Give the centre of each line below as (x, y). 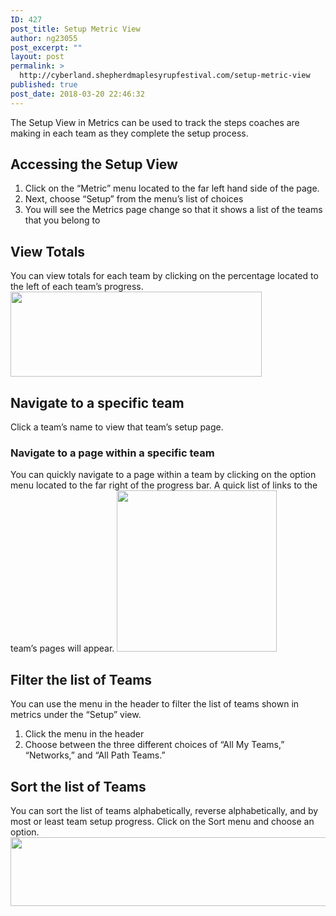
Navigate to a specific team (97, 402)
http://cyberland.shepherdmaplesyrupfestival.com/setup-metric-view (165, 76)
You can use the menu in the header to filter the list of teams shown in (155, 704)
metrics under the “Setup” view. (76, 715)
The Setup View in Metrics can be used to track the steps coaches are (155, 122)
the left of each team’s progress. (77, 287)
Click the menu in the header (84, 734)
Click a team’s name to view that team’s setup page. (117, 427)
